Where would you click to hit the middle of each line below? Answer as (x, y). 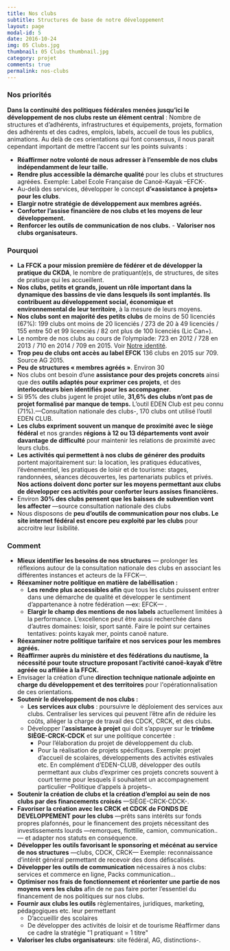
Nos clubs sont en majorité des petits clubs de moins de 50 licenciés (116, 317)
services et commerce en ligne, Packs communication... (96, 874)
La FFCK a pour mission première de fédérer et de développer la (110, 266)
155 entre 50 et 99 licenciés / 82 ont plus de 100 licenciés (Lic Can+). (115, 331)
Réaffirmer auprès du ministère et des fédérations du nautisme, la (113, 656)
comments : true (29, 65)
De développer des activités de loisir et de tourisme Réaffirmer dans (124, 926)
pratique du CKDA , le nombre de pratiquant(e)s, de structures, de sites (118, 273)
